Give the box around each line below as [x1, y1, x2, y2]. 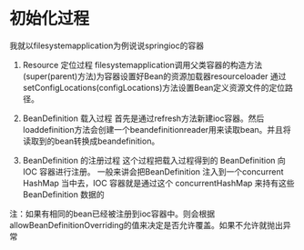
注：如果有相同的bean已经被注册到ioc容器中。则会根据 [9, 208, 216, 219]
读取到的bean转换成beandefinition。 [22, 135, 160, 146]
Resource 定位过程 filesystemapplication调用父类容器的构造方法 [22, 59, 262, 70]
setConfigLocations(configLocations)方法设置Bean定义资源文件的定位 [22, 82, 286, 93]
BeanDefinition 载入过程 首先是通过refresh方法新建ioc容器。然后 [22, 113, 265, 124]
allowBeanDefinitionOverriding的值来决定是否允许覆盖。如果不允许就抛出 [9, 219, 284, 230]
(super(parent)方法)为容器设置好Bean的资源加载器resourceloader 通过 [22, 70, 287, 82]
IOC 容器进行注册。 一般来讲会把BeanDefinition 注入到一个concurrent [22, 165, 284, 177]
